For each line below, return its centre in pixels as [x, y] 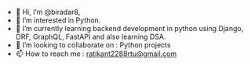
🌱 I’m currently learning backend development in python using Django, [129, 28]
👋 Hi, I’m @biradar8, [48, 12]
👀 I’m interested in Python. [58, 20]
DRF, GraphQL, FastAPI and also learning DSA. [91, 36]
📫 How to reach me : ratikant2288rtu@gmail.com [96, 54]
